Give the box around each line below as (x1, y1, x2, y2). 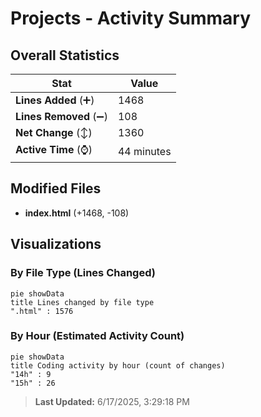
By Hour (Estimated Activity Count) (10, 329, 185, 343)
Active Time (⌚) (15, 143, 93, 156)
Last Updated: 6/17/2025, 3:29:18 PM (34, 395, 190, 407)
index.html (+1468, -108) (24, 207, 130, 219)
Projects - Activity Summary (10, 7, 252, 30)
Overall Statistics (10, 47, 120, 64)
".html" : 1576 (10, 306, 74, 316)
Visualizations (10, 236, 102, 253)
